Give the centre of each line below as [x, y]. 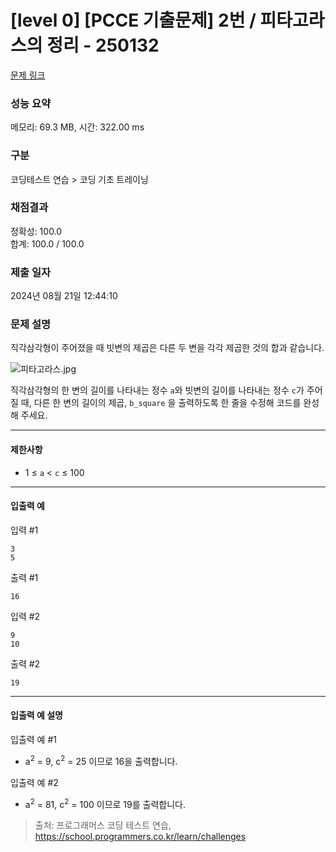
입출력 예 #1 [33, 740]
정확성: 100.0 [36, 231]
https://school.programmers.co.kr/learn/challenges [140, 837]
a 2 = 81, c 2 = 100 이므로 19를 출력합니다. [105, 803]
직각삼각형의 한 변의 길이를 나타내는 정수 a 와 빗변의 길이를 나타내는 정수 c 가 [157, 390]
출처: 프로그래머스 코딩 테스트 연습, [103, 825]
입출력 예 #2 [34, 782]
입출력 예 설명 [36, 715]
